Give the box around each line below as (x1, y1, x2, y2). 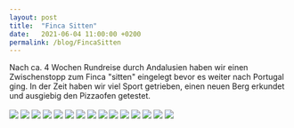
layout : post (9, 12, 58, 22)
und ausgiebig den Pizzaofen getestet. (9, 91, 151, 101)
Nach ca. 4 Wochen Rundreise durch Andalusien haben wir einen (9, 62, 249, 73)
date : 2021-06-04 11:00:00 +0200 (9, 29, 142, 38)
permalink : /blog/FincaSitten (9, 37, 122, 47)
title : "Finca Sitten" (9, 21, 98, 30)
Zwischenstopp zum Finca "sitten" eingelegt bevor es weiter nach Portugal (9, 72, 285, 83)
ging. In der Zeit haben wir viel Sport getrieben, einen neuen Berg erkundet (9, 81, 285, 92)
